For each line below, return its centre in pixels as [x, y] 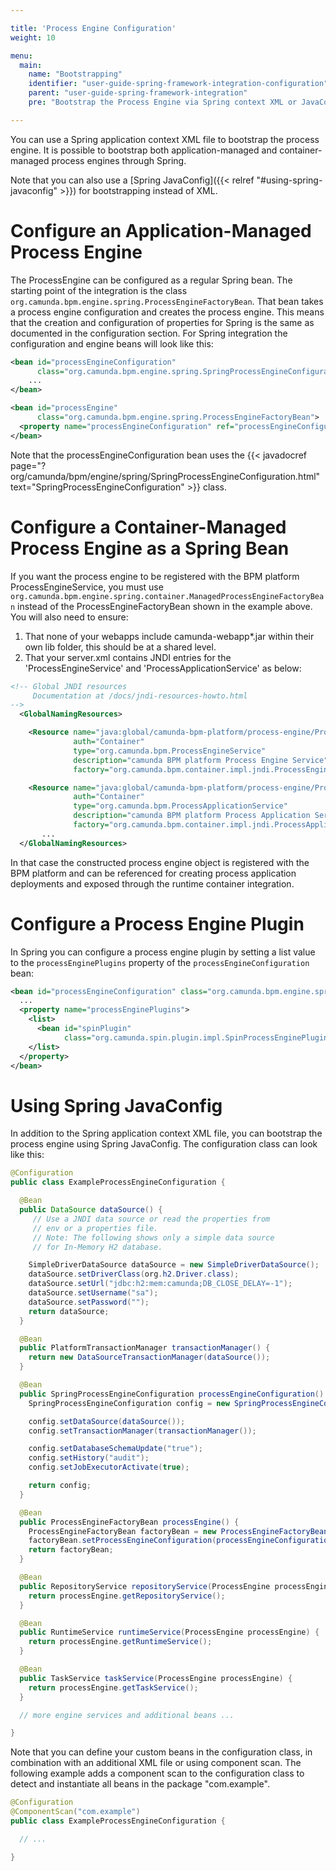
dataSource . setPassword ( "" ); [89, 1302]
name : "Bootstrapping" [75, 74]
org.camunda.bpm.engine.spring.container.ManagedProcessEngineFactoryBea [167, 596]
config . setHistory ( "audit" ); [89, 1458]
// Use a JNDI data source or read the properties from [151, 1219]
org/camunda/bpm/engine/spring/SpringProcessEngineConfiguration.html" [165, 476]
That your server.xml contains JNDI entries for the [128, 657]
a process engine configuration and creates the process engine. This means [167, 312]
